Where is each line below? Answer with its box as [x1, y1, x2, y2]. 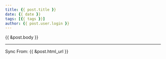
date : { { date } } [5, 12, 41, 17]
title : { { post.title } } [5, 7, 56, 12]
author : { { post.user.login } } [5, 21, 70, 26]
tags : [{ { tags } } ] [5, 16, 45, 21]
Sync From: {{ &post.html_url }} [5, 49, 69, 55]
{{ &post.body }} [5, 34, 39, 40]
